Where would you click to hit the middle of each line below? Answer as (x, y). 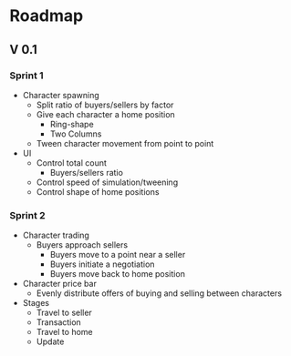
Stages (36, 303)
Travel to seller (64, 313)
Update (50, 341)
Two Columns (76, 134)
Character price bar (60, 284)
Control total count (72, 163)
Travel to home (64, 332)
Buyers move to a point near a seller (118, 255)
